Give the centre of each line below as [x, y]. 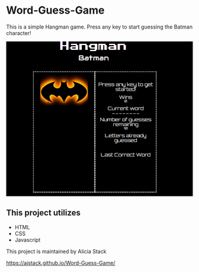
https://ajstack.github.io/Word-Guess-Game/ [61, 262]
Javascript [28, 240]
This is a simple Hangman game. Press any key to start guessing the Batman [99, 27]
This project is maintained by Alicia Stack [56, 251]
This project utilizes [44, 213]
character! [19, 33]
